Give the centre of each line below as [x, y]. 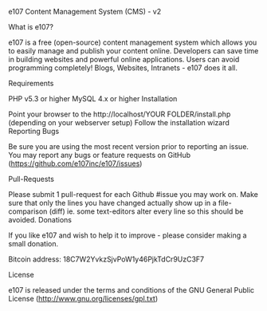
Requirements [31, 83]
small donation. [33, 244]
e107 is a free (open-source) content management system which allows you [133, 42]
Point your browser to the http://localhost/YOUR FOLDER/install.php [120, 114]
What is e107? [31, 27]
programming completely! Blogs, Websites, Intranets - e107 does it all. [123, 68]
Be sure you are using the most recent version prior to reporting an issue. [129, 146]
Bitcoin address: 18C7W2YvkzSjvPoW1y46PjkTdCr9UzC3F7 [106, 259]
